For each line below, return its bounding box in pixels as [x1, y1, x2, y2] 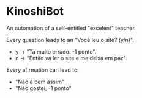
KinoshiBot [6, 4, 64, 18]
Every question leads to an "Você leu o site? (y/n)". [6, 36, 135, 43]
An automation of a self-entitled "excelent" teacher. [6, 24, 136, 32]
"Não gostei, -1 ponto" [15, 84, 72, 92]
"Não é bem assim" [15, 78, 64, 85]
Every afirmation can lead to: [6, 66, 80, 74]
